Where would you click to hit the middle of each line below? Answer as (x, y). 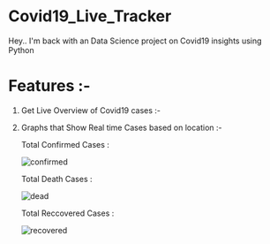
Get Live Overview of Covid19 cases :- (90, 110)
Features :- (49, 86)
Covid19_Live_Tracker (90, 16)
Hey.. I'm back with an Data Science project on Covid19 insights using (135, 41)
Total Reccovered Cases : (67, 213)
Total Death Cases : (57, 179)
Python (21, 50)
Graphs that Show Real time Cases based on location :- (121, 127)
